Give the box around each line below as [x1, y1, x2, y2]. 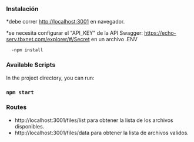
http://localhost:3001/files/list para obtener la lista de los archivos [14, 117, 173, 124]
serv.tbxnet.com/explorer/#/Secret [6, 36, 90, 43]
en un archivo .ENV [91, 36, 138, 43]
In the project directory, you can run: [6, 74, 95, 81]
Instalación [6, 5, 39, 13]
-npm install [11, 47, 44, 53]
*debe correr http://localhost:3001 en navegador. [6, 18, 125, 25]
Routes [6, 103, 27, 111]
